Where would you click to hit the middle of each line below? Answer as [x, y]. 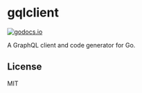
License [25, 67]
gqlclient [33, 13]
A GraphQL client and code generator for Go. [71, 45]
